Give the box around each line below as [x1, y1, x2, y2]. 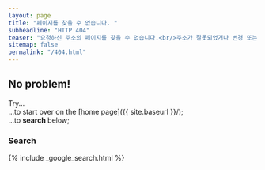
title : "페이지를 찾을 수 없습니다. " [8, 19, 118, 27]
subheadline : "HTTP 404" [8, 26, 90, 34]
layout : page [8, 11, 51, 20]
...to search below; [8, 115, 70, 125]
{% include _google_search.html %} [8, 153, 125, 163]
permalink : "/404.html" [8, 48, 87, 56]
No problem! [8, 77, 71, 91]
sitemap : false [8, 41, 59, 49]
